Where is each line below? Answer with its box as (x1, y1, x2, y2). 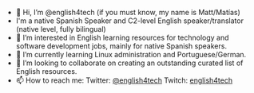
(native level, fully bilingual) (15, 25, 106, 33)
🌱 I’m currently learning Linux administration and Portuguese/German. (15, 50, 247, 59)
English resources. (15, 67, 77, 76)
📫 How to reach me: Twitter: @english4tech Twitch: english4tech (15, 76, 233, 85)
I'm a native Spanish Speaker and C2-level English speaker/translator (15, 16, 244, 25)
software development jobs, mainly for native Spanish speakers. (15, 41, 228, 51)
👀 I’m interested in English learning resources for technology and (15, 33, 229, 42)
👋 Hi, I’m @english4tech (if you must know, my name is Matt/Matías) (15, 8, 241, 17)
